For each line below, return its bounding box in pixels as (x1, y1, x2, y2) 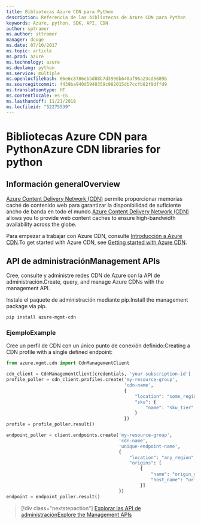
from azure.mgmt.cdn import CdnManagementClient (6, 360, 130, 367)
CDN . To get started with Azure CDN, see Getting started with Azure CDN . (6, 239, 187, 246)
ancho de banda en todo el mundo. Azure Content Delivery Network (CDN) (6, 208, 190, 215)
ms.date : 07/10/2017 (6, 43, 58, 49)
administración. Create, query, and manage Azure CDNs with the (6, 278, 165, 285)
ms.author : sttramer (6, 31, 58, 37)
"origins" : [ (129, 460, 162, 466)
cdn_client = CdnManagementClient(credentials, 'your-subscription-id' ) (6, 371, 191, 377)
